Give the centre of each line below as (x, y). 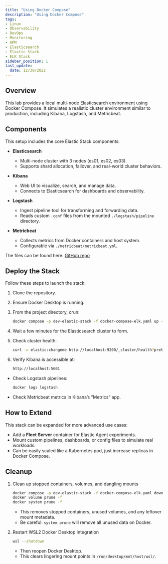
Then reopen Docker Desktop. (51, 551)
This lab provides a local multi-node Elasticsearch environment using (76, 103)
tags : (11, 19)
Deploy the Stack (33, 271)
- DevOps (14, 33)
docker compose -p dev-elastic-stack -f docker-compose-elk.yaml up (86, 321)
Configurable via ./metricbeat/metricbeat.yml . (69, 246)
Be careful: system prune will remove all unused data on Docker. (86, 522)
